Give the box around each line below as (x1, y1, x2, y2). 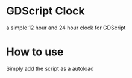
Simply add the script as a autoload (6, 65, 94, 72)
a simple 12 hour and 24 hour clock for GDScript (6, 24, 126, 31)
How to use (6, 45, 64, 59)
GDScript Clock (6, 4, 85, 18)
